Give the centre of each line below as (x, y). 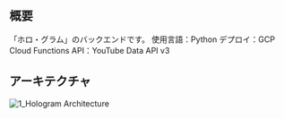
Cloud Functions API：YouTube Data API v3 (90, 50)
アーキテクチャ (50, 82)
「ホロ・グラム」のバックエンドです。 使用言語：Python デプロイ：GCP (142, 39)
